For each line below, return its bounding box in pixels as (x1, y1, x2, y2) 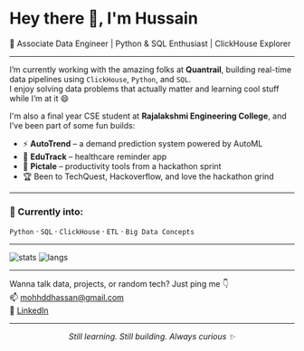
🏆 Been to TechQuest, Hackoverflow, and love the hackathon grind (22, 171, 274, 182)
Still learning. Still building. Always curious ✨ (68, 331, 236, 342)
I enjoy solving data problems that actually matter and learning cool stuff (9, 83, 280, 94)
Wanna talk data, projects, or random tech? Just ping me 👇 (9, 279, 229, 289)
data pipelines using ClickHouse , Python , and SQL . (9, 73, 192, 84)
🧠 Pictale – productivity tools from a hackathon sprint (22, 160, 222, 171)
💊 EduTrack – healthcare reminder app (22, 151, 167, 162)
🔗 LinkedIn (9, 305, 49, 316)
